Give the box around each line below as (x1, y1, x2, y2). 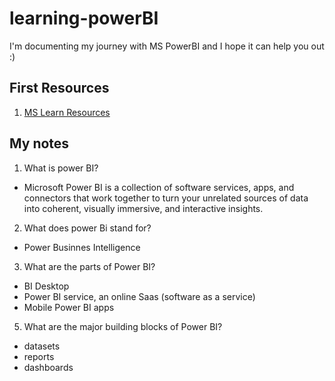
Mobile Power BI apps (23, 301, 115, 313)
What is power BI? (23, 162, 99, 174)
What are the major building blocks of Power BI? (23, 320, 223, 332)
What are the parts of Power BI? (23, 260, 156, 272)
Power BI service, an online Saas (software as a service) (23, 290, 256, 302)
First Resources (9, 80, 110, 97)
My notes (9, 135, 70, 152)
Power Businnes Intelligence (23, 241, 141, 253)
